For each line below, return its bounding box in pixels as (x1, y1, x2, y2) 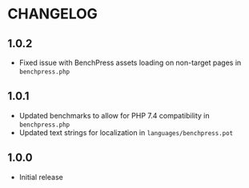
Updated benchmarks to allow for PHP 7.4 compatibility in (18, 110, 210, 120)
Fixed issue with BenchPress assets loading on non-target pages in (18, 58, 242, 67)
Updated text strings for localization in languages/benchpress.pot (18, 127, 234, 137)
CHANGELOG (7, 5, 98, 23)
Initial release (18, 172, 63, 182)
